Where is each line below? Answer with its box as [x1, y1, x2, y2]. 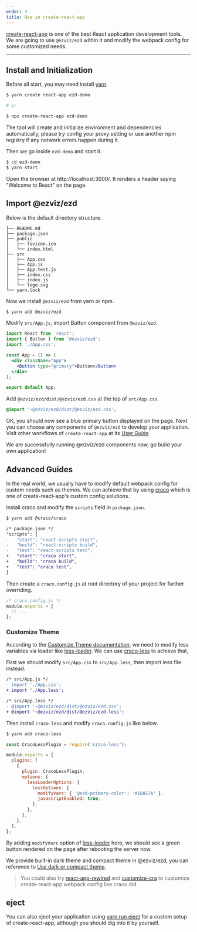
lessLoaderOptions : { [27, 779, 80, 785]
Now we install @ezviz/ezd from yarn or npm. [6, 297, 114, 304]
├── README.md [6, 226, 41, 231]
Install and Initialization [6, 65, 93, 75]
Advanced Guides [6, 465, 73, 475]
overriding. [6, 586, 33, 593]
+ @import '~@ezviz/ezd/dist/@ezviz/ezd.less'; [6, 709, 125, 715]
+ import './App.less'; [6, 688, 64, 694]
